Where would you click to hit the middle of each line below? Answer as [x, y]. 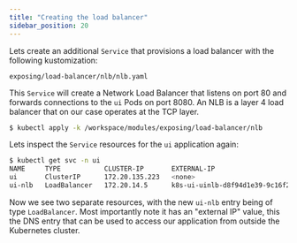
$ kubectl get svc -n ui [55, 161]
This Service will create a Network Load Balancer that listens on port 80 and [148, 93]
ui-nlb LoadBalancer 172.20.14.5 [79, 186]
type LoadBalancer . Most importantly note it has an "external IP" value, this [145, 211]
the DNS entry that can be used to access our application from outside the [145, 221]
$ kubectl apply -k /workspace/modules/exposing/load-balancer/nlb [136, 128]
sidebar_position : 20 [49, 26]
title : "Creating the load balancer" [79, 17]
